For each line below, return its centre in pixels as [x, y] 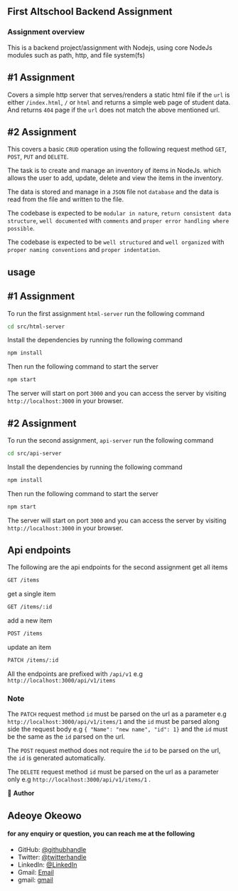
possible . [21, 228]
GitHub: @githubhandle [52, 849]
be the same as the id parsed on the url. [66, 737]
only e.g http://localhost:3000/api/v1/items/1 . [79, 779]
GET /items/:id [30, 607]
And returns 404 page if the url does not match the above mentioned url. [114, 110]
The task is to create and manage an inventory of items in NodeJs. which [114, 171]
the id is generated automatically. [56, 758]
